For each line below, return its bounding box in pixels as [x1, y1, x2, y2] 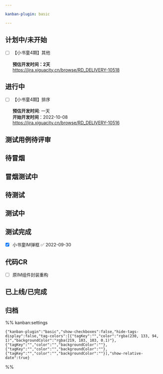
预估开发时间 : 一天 [12, 108, 50, 114]
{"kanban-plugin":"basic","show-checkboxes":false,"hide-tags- [5, 329, 139, 334]
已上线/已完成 [5, 288, 47, 296]
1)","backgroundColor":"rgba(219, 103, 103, [5, 338, 99, 343]
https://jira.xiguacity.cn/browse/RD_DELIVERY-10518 [12, 67, 120, 73]
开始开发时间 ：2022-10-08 [12, 114, 68, 120]
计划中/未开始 [5, 36, 47, 44]
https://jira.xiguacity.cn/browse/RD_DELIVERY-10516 [12, 120, 120, 126]
